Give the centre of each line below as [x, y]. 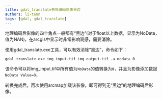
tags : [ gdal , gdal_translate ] [36, 19]
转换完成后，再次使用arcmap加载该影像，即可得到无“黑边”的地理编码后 [77, 85]
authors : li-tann [23, 14]
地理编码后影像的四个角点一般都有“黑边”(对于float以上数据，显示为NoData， [82, 33]
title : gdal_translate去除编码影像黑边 [43, 10]
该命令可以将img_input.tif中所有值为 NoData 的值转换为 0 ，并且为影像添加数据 [81, 69]
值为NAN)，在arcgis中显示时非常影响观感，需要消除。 [60, 39]
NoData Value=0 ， [23, 75]
